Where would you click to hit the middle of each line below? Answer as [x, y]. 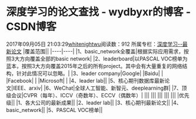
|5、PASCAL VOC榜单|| [74, 110]
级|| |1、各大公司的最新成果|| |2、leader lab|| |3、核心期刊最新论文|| [88, 103]
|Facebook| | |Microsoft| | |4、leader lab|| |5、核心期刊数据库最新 [85, 80]
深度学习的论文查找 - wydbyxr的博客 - [99, 12]
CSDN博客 [31, 27]
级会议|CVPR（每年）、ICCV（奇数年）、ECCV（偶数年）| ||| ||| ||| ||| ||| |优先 [98, 95]
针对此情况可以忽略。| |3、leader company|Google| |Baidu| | [90, 73]
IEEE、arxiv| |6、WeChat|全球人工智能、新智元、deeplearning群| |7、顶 [100, 88]
